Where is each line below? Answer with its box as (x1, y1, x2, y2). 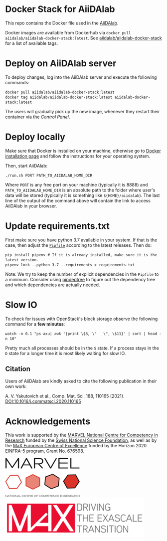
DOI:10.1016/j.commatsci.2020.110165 (5, 398, 81, 404)
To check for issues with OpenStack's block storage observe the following (5, 316, 158, 322)
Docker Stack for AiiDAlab (5, 3, 115, 15)
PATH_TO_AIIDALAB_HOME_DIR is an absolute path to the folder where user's (5, 187, 156, 193)
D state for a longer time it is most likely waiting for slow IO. (5, 350, 126, 356)
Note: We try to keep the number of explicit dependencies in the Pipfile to (5, 271, 159, 277)
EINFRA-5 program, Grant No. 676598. (5, 448, 85, 454)
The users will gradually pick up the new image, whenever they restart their (5, 108, 160, 114)
